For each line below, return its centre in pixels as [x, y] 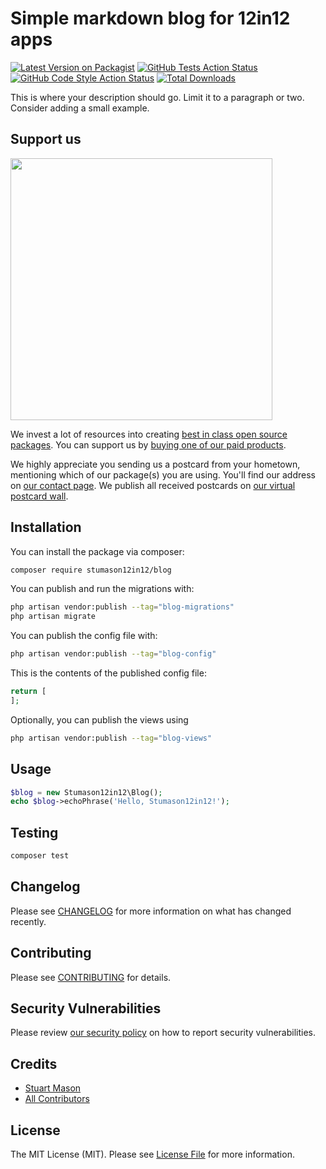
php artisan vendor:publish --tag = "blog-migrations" [122, 607]
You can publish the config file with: [84, 636]
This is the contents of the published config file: [108, 673]
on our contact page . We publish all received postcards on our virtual [153, 485]
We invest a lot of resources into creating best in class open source [149, 434]
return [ [28, 692]
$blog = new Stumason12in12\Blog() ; [86, 792]
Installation [46, 527]
